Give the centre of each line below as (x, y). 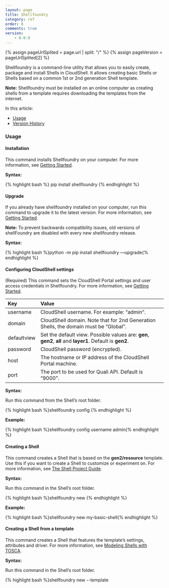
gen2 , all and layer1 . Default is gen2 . (84, 341)
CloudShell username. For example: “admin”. (93, 312)
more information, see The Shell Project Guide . (54, 468)
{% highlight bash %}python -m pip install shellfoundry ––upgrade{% (77, 253)
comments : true (21, 29)
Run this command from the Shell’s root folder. (53, 400)
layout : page (19, 10)
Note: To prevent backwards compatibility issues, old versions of (73, 228)
